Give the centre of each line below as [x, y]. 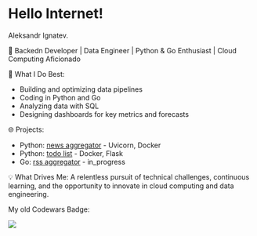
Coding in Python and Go [60, 97]
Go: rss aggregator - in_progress [72, 162]
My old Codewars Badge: [49, 209]
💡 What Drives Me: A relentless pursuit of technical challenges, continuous [129, 176]
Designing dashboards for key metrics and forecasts [104, 114]
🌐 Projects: [26, 129]
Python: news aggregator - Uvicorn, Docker [90, 145]
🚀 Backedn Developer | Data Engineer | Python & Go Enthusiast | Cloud [123, 50]
